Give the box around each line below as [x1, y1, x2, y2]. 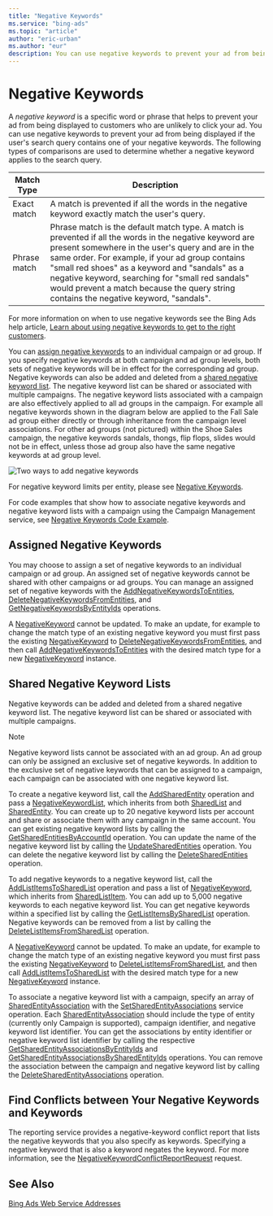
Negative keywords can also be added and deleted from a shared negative [8, 372, 258, 382]
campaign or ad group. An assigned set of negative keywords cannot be [8, 569, 250, 578]
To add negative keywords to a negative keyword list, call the [8, 874, 213, 883]
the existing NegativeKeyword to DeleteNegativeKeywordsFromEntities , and [8, 636, 262, 646]
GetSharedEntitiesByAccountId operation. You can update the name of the [8, 832, 257, 842]
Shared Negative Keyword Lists [8, 677, 171, 691]
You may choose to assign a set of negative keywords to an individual [8, 560, 242, 569]
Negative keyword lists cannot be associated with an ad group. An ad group [8, 747, 262, 757]
